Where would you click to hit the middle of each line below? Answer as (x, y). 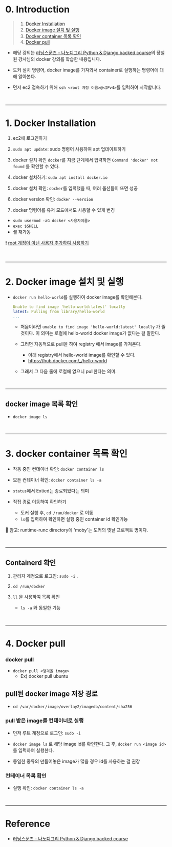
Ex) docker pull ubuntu (44, 676)
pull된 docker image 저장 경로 (52, 694)
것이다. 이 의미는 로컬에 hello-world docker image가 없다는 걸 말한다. (90, 333)
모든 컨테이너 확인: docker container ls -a (57, 480)
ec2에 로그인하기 (30, 138)
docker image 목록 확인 (42, 404)
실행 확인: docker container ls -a (48, 788)
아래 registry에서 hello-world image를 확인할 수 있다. (82, 355)
